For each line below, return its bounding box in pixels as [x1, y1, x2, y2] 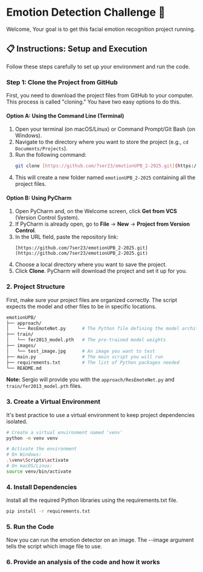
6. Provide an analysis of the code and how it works [6, 558, 160, 567]
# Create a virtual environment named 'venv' [6, 429, 123, 435]
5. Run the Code [6, 522, 54, 531]
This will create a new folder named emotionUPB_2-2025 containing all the [14, 174, 196, 181]
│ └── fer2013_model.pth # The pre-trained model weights [6, 337, 166, 343]
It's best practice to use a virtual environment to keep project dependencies [6, 411, 195, 418]
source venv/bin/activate [6, 468, 71, 475]
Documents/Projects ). [14, 145, 68, 152]
